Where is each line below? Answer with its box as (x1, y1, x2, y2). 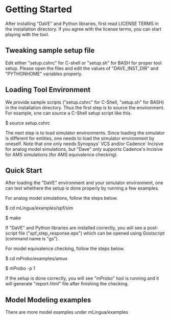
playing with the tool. (5, 31, 50, 37)
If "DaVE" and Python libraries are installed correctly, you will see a (5, 225, 147, 231)
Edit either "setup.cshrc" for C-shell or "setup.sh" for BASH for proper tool (5, 60, 162, 66)
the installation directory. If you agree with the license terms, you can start (5, 26, 162, 32)
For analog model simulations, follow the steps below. (5, 195, 118, 201)
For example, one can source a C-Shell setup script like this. (5, 110, 132, 116)
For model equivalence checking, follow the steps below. (5, 245, 125, 252)
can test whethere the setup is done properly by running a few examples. (5, 185, 159, 191)
